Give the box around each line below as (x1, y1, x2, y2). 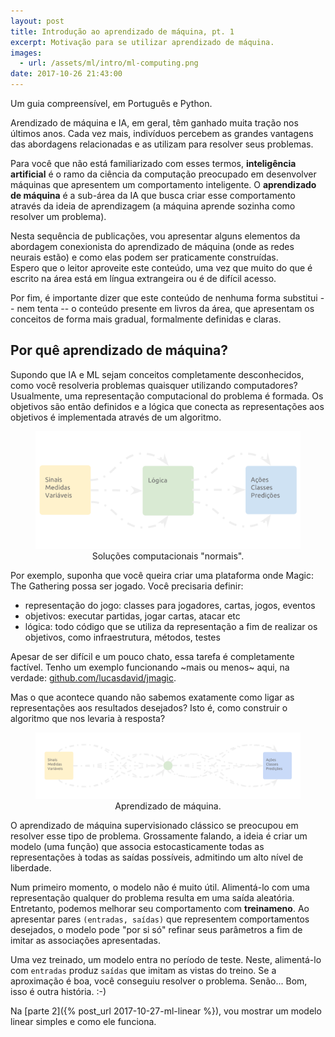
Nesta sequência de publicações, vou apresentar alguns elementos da (10, 230, 301, 242)
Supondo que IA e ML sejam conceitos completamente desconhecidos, (10, 368, 305, 380)
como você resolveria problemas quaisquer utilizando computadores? (10, 379, 298, 391)
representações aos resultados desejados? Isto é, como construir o (10, 702, 288, 714)
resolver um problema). (10, 211, 107, 222)
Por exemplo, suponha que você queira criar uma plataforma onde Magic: (10, 570, 315, 582)
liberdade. (10, 862, 52, 874)
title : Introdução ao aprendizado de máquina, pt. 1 (10, 26, 235, 37)
